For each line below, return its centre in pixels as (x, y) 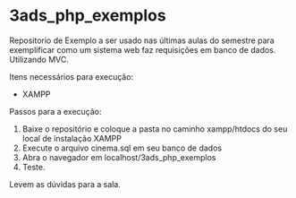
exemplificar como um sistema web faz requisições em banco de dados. (143, 49)
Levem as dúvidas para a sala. (65, 184)
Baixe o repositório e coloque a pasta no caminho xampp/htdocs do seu (155, 129)
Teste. (34, 167)
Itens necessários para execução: (72, 76)
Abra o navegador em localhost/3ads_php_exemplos (119, 157)
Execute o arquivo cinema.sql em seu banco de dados (122, 148)
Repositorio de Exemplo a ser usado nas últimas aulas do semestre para (142, 40)
